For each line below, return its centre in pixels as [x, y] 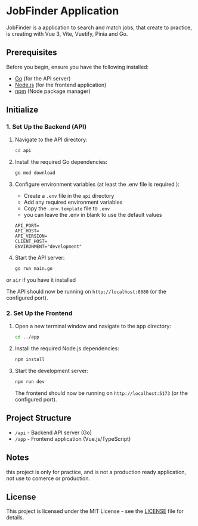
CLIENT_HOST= [31, 242]
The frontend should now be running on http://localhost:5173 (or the [101, 393]
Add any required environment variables [73, 202]
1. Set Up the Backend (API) [47, 127]
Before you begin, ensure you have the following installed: [78, 67]
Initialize [22, 110]
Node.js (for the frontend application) [61, 85]
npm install [30, 360]
